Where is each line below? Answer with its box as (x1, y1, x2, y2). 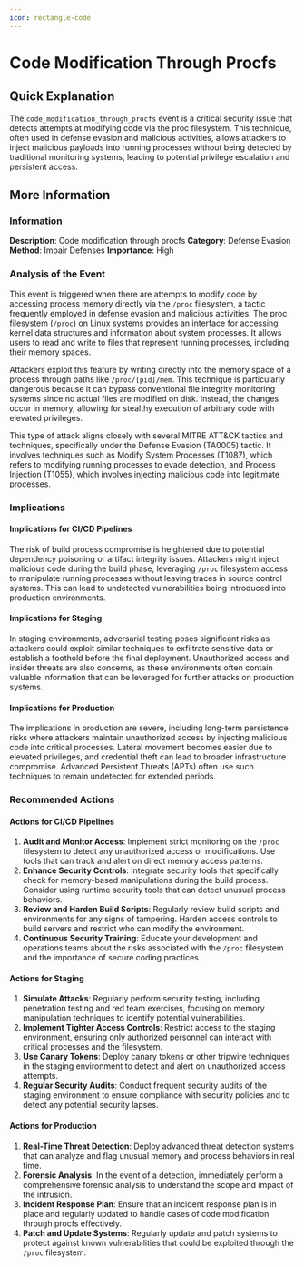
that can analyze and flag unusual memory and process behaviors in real (22, 1150, 295, 1161)
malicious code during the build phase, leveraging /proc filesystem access (9, 563, 289, 574)
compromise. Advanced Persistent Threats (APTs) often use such (9, 761, 254, 772)
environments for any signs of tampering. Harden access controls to (22, 913, 279, 924)
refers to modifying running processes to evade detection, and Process (9, 458, 276, 469)
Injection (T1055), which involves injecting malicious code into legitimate (9, 468, 279, 479)
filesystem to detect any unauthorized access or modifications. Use (22, 846, 276, 857)
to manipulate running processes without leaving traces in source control (9, 572, 283, 583)
